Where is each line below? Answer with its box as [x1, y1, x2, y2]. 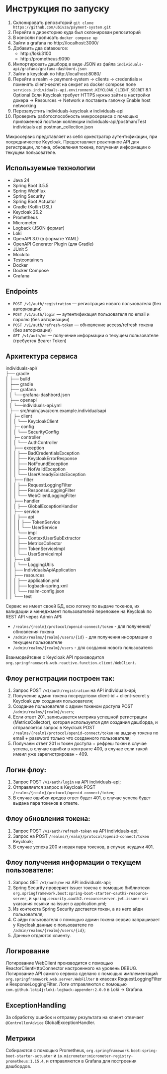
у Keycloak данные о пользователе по [12, 922, 93, 928]
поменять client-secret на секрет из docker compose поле [12, 81, 136, 87]
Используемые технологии [5, 164, 95, 172]
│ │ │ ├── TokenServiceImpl [5, 545, 65, 552]
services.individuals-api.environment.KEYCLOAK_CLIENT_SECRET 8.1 [12, 86, 151, 92]
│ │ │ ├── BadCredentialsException [5, 450, 80, 456]
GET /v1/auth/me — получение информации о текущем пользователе [12, 332, 159, 338]
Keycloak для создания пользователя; [12, 698, 93, 704]
